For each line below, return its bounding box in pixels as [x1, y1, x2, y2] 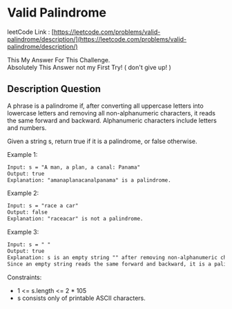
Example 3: [7, 228, 39, 236]
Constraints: [7, 273, 42, 281]
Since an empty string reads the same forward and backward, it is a [7, 261, 212, 268]
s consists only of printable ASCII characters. [17, 294, 146, 302]
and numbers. [7, 123, 47, 132]
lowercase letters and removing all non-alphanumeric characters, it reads [7, 109, 216, 117]
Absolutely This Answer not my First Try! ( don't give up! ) [7, 63, 171, 71]
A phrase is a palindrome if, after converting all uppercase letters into [7, 102, 204, 110]
